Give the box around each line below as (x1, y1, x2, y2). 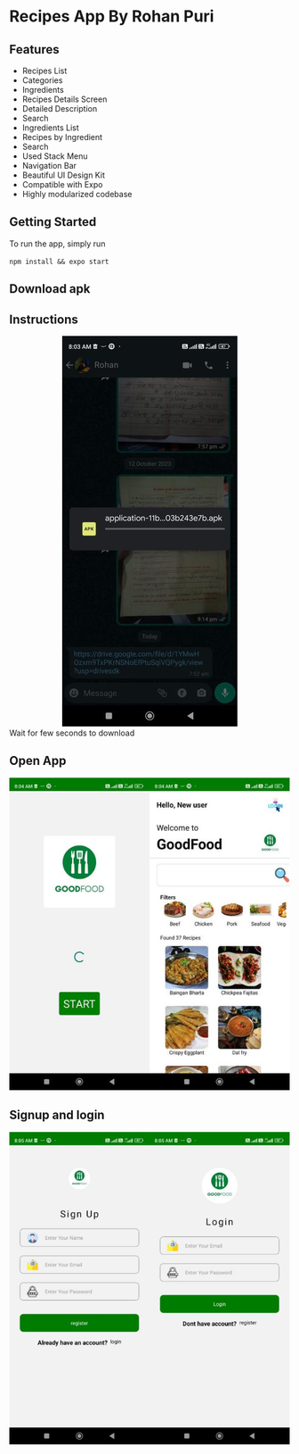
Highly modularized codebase (21, 189, 133, 199)
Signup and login (9, 1108, 105, 1123)
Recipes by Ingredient (21, 132, 103, 142)
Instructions (9, 312, 78, 327)
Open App (9, 753, 67, 769)
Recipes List (21, 65, 68, 76)
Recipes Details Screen (21, 94, 108, 104)
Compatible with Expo (21, 179, 103, 189)
